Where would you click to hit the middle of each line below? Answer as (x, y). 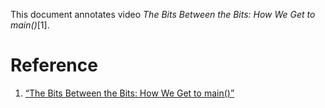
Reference (54, 65)
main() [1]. (30, 25)
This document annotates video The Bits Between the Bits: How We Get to (163, 14)
